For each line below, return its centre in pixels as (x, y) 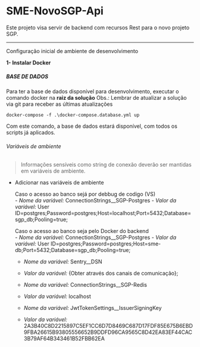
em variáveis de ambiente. (53, 171)
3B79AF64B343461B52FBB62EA (64, 339)
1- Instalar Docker (29, 62)
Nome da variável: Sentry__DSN (63, 262)
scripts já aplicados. (31, 132)
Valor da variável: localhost (57, 296)
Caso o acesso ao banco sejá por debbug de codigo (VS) (85, 194)
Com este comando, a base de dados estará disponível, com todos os (92, 126)
